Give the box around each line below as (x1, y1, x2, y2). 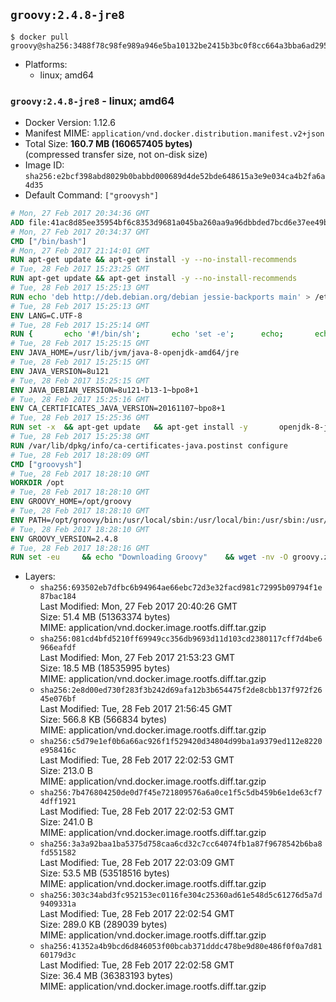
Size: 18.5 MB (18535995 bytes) (39, 662, 171, 674)
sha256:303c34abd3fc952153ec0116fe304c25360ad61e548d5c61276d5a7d (39, 890, 323, 901)
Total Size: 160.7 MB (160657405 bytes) (24, 138, 193, 150)
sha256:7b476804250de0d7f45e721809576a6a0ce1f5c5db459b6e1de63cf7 (39, 788, 323, 798)
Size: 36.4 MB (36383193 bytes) (39, 970, 174, 982)
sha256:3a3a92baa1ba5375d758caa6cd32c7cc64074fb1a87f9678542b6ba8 (39, 839, 323, 849)
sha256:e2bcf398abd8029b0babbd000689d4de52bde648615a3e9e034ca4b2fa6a (24, 172, 326, 182)
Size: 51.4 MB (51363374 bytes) (39, 611, 171, 623)
